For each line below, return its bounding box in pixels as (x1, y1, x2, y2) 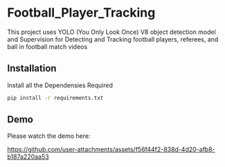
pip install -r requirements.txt (7, 94, 104, 101)
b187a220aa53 (7, 152, 50, 161)
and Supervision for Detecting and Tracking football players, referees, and (7, 35, 219, 43)
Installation (7, 62, 57, 74)
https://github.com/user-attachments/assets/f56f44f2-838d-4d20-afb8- (7, 146, 216, 154)
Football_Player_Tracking (7, 5, 156, 21)
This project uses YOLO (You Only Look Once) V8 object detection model (7, 28, 216, 36)
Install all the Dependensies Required (7, 81, 113, 89)
